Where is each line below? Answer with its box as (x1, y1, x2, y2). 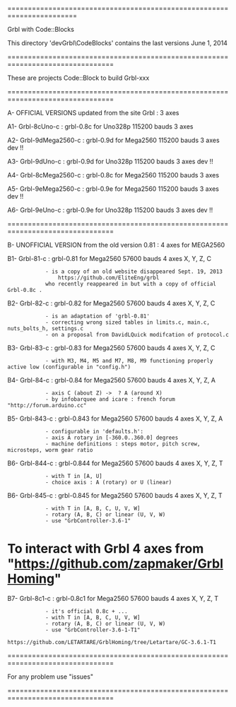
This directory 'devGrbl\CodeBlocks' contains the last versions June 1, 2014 (7, 39, 228, 47)
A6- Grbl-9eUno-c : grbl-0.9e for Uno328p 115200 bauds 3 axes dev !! (7, 206, 213, 214)
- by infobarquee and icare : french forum (45, 396, 175, 403)
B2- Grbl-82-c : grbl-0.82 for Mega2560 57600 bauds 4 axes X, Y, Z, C (7, 299, 216, 308)
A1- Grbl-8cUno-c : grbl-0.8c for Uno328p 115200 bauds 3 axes (7, 122, 194, 131)
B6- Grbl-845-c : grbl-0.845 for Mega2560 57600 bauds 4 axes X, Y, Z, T (7, 491, 223, 499)
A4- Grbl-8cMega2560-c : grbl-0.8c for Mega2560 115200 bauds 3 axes (7, 171, 220, 179)
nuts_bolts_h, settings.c (7, 325, 83, 332)
